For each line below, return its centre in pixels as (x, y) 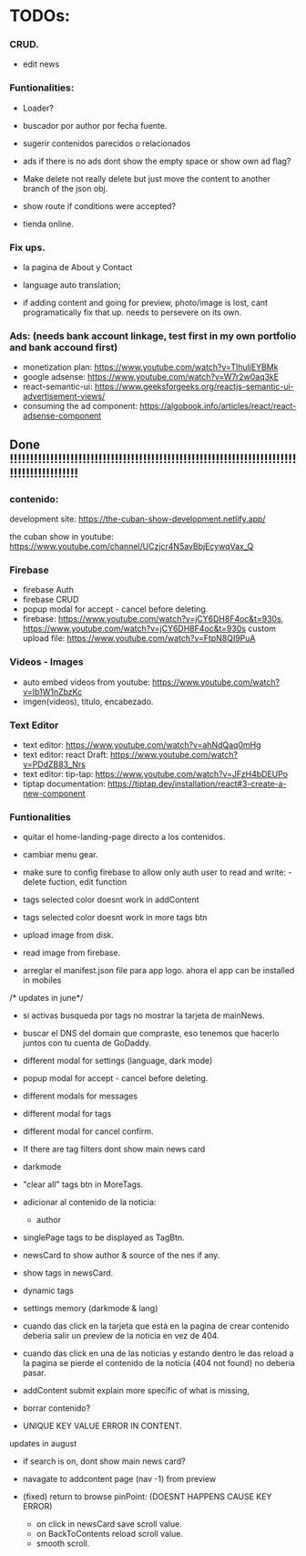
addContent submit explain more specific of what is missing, (136, 1391)
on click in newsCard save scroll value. (109, 1524)
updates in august (43, 1444)
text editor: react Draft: (65, 754)
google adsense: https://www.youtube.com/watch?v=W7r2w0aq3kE (151, 377)
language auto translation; (71, 285)
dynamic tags (48, 1291)
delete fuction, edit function (75, 882)
